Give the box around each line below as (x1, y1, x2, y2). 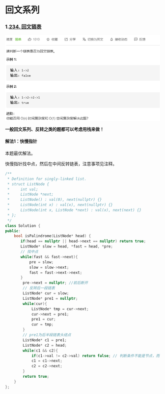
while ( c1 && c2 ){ (23, 348, 58, 353)
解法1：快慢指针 (5, 139, 38, 144)
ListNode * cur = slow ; (23, 291, 69, 296)
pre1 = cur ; (31, 317, 56, 322)
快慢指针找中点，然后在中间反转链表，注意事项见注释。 (5, 161, 117, 167)
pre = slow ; (29, 259, 54, 264)
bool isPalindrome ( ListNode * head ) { (14, 234, 91, 239)
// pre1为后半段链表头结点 (23, 332, 71, 338)
